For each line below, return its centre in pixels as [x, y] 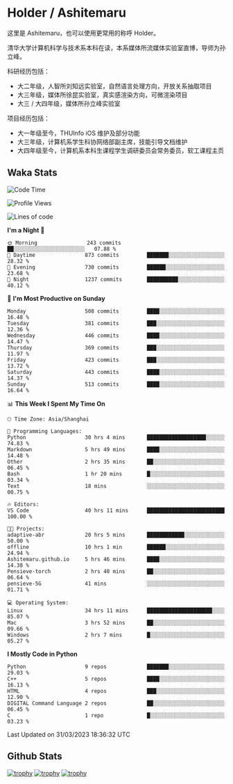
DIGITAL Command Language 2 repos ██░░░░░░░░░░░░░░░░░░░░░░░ [116, 703]
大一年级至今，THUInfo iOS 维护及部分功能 [78, 133]
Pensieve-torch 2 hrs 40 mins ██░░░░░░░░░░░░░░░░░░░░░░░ [116, 571]
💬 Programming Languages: [44, 431]
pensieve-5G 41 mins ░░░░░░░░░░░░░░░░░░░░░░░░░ [116, 583]
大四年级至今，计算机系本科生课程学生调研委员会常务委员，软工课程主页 [120, 150]
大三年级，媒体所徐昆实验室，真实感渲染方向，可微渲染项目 [102, 95]
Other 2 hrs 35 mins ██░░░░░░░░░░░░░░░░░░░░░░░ [116, 462]
